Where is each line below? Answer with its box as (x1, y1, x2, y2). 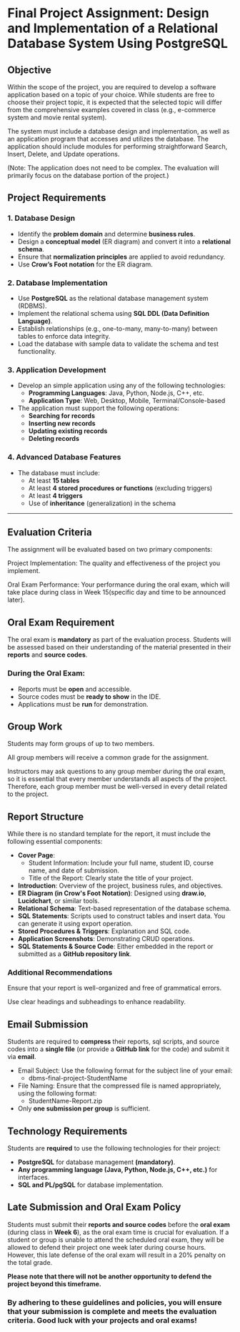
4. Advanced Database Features (7, 452, 121, 462)
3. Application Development (7, 364, 106, 374)
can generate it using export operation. (17, 920, 134, 928)
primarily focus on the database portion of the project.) (7, 172, 169, 179)
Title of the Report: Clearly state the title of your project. (28, 874, 194, 883)
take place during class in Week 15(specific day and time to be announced (7, 588, 226, 597)
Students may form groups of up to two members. (7, 740, 155, 748)
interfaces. (17, 1173, 50, 1182)
